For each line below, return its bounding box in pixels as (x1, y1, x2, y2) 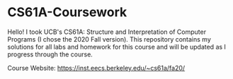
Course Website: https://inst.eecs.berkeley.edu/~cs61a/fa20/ (7, 63, 186, 72)
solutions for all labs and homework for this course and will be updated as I (7, 42, 227, 51)
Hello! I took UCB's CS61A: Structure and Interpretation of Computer (7, 28, 207, 36)
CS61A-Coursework (7, 4, 127, 20)
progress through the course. (7, 50, 93, 59)
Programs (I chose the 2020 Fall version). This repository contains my (7, 35, 211, 43)
